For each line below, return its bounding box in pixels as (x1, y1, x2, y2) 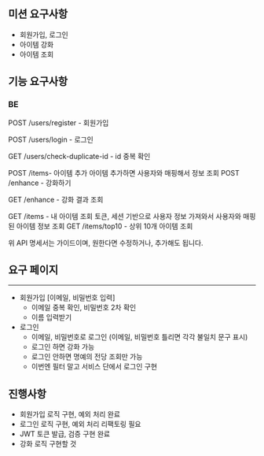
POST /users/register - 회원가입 (8, 117, 109, 128)
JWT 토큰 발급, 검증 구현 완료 (19, 429, 111, 439)
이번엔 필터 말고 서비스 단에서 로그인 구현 (31, 361, 158, 372)
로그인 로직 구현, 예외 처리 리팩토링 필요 (19, 420, 141, 429)
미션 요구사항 (8, 7, 68, 21)
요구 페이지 (8, 263, 59, 276)
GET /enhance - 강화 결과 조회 (8, 195, 104, 204)
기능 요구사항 (8, 75, 68, 88)
